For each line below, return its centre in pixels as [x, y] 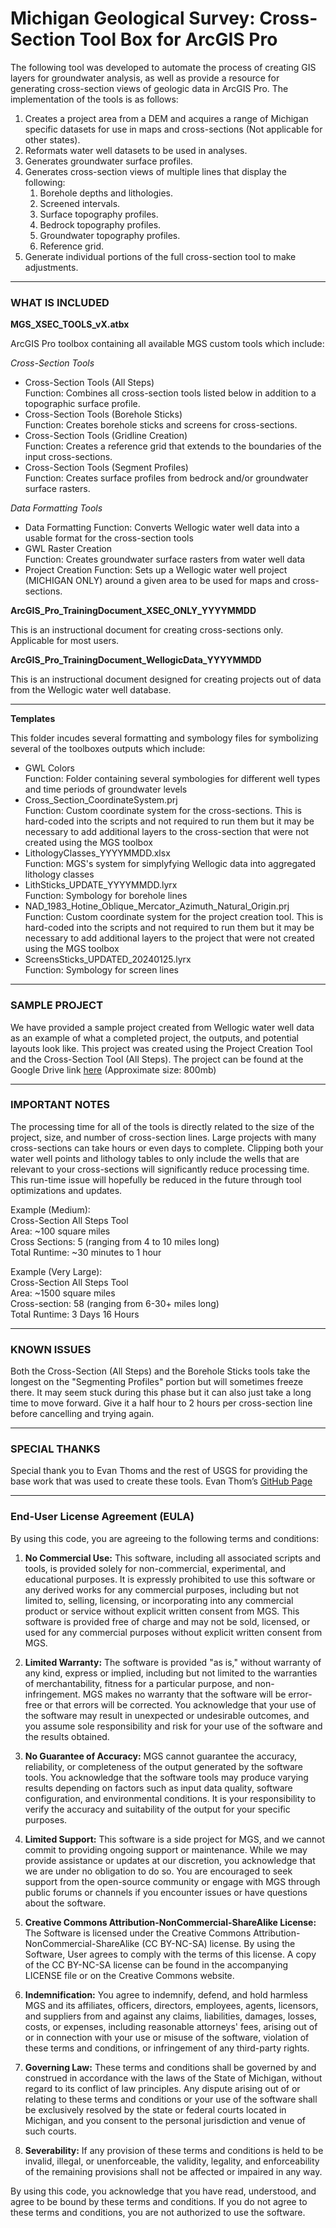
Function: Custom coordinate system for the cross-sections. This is [163, 811]
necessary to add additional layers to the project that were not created [169, 938]
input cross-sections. [68, 457]
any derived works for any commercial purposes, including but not [162, 1589]
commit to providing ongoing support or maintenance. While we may [166, 1849]
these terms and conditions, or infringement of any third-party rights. [167, 2048]
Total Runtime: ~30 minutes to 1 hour [86, 1252]
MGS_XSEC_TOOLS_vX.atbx [70, 324]
